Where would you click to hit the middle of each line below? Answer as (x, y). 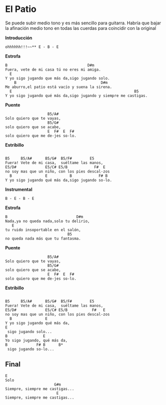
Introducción (19, 38)
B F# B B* (34, 345)
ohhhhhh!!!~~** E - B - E (32, 47)
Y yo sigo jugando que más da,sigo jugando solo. (58, 78)
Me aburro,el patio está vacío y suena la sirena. (59, 87)
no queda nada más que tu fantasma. (43, 239)
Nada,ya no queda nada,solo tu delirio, (48, 221)
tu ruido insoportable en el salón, (43, 230)
